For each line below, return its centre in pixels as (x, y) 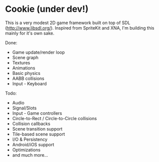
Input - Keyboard (29, 83)
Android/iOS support (33, 144)
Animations (24, 68)
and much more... (30, 155)
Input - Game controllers (37, 113)
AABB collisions (28, 78)
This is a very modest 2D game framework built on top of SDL (68, 23)
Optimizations (26, 150)
